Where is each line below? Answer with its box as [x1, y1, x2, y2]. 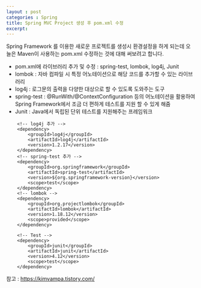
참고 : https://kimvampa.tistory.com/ [6, 275, 95, 283]
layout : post [6, 8, 42, 15]
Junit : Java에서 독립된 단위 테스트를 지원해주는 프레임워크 [14, 108, 153, 115]
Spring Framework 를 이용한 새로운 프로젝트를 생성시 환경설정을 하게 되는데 [6, 43, 185, 50]
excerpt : [6, 25, 28, 32]
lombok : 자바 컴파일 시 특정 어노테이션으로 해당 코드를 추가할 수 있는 [14, 70, 177, 78]
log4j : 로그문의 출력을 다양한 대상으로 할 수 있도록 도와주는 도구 [14, 85, 165, 93]
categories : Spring [6, 14, 58, 20]
